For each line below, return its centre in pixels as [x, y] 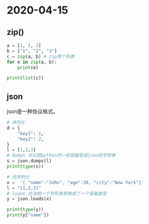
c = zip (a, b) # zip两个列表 [41, 57]
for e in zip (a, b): [32, 62]
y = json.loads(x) [29, 199]
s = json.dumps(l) [29, 161]
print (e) [28, 67]
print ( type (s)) [25, 167]
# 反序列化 [18, 177]
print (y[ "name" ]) [28, 215]
